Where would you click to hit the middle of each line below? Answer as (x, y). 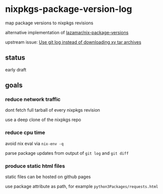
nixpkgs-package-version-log (69, 9)
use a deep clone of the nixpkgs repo (43, 120)
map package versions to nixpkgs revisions (49, 23)
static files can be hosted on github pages (48, 177)
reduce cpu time (25, 132)
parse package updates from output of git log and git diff (67, 153)
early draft (16, 69)
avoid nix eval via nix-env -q (34, 143)
